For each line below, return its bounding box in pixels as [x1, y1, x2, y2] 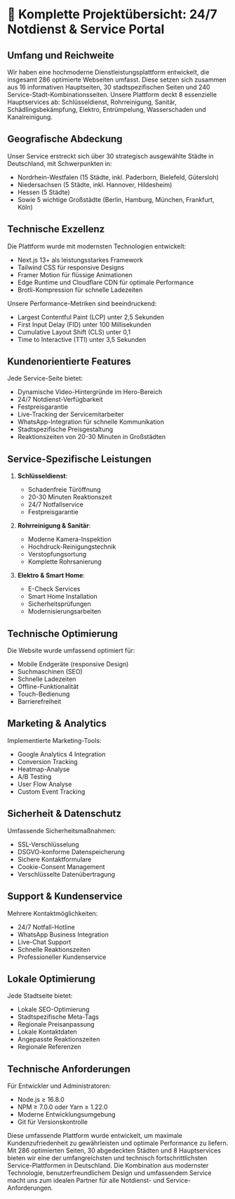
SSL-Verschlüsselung [17, 840, 79, 849]
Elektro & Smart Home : [17, 571, 86, 580]
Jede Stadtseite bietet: [7, 991, 73, 1000]
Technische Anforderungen [7, 1062, 131, 1075]
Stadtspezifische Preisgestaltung [17, 425, 114, 433]
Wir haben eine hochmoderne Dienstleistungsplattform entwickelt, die [7, 68, 210, 76]
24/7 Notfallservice [27, 500, 84, 509]
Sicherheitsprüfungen [27, 599, 91, 608]
